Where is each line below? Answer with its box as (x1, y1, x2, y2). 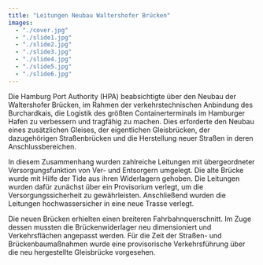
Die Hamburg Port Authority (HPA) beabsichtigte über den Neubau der (8, 91, 236, 101)
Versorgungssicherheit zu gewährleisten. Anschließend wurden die (8, 190, 227, 200)
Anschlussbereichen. (8, 142, 77, 151)
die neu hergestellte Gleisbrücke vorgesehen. (8, 247, 156, 256)
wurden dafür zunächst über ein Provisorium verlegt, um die (8, 182, 204, 191)
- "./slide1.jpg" (15, 33, 72, 42)
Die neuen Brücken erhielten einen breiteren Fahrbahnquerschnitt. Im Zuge (8, 214, 252, 223)
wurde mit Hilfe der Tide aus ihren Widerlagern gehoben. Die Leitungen (8, 174, 240, 183)
